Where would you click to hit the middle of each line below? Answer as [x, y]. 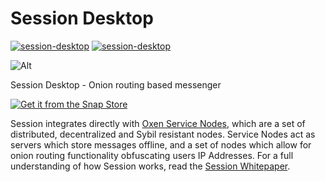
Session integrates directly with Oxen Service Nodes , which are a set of [158, 123]
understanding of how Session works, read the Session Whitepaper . [150, 166]
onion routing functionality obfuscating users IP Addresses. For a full [152, 155]
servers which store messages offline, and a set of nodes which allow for [161, 144]
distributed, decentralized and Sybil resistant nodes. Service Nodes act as [163, 134]
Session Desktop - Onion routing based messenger [116, 84]
